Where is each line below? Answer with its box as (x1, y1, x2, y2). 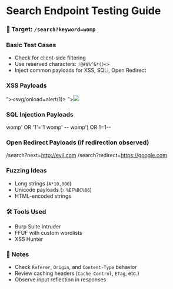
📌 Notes (6, 250, 29, 258)
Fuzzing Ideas (6, 167, 47, 175)
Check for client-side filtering (14, 54, 86, 61)
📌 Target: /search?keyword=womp (6, 25, 96, 34)
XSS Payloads (6, 81, 47, 89)
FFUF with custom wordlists (14, 229, 82, 236)
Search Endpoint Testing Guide (6, 4, 161, 18)
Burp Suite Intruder (14, 222, 61, 230)
